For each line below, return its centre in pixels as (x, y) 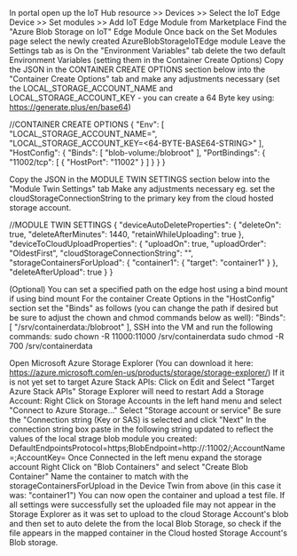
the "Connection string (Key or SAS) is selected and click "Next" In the (138, 420)
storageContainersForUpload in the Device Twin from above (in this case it (145, 486)
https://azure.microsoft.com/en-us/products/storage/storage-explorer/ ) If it (147, 373)
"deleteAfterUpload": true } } (61, 272)
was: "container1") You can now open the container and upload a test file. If (147, 495)
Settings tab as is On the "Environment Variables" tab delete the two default (148, 51)
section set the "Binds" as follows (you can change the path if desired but (144, 308)
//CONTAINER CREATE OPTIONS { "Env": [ (87, 124)
